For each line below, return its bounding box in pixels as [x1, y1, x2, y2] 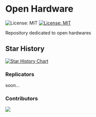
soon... [5, 82, 20, 89]
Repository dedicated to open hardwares [5, 30, 91, 36]
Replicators [5, 71, 35, 78]
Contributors [5, 95, 38, 102]
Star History [5, 44, 45, 53]
